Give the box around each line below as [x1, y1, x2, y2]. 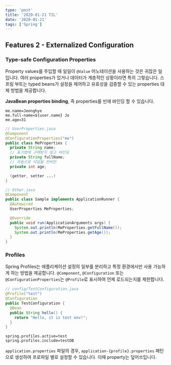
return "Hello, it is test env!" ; [14, 315, 88, 320]
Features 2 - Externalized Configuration [5, 40, 134, 49]
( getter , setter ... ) [10, 173, 56, 179]
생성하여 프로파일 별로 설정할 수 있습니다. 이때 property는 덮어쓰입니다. [14, 354, 157, 360]
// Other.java [5, 187, 36, 192]
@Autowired [10, 202, 33, 207]
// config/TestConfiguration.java [5, 286, 79, 291]
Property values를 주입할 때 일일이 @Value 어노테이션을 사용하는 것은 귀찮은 [5, 68, 157, 74]
